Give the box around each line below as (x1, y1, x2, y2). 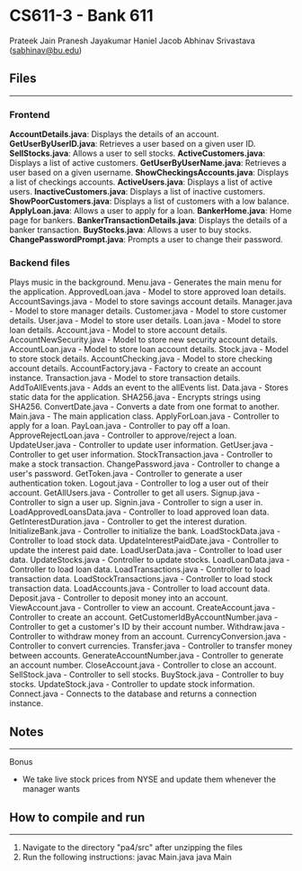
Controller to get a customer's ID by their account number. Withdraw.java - (9, 621, 286, 632)
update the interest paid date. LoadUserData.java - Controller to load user (9, 545, 282, 556)
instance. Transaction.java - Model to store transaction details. (9, 373, 241, 384)
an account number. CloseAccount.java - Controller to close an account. (9, 659, 277, 671)
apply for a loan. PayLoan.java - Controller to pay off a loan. (9, 421, 231, 431)
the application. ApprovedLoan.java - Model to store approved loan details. (9, 286, 287, 297)
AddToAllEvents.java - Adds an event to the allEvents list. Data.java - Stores (9, 382, 289, 393)
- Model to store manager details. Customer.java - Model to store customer (9, 305, 288, 316)
